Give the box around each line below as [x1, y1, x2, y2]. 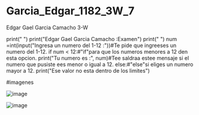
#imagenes [6, 79, 34, 86]
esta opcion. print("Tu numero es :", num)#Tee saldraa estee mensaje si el [6, 54, 189, 61]
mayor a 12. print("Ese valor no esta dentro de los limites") [6, 67, 150, 74]
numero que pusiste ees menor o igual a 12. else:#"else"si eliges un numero [6, 61, 194, 68]
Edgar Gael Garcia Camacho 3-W [6, 24, 88, 31]
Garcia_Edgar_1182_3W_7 [6, 4, 135, 18]
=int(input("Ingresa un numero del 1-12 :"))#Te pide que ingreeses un [6, 42, 177, 49]
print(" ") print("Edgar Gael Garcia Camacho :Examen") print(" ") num [6, 35, 177, 42]
